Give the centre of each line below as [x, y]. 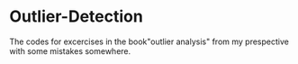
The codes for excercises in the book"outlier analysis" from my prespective [149, 41]
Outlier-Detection [77, 17]
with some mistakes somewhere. [70, 50]
